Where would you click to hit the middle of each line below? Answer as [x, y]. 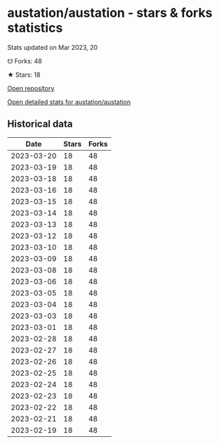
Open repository [31, 88]
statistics [35, 28]
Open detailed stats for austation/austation [69, 102]
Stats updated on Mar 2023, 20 [53, 47]
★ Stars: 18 [24, 75]
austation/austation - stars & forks [110, 13]
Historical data [40, 124]
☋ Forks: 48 [25, 61]
